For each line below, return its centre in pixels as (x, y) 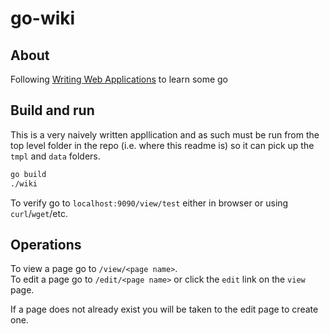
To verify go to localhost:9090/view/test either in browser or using (149, 203)
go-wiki (43, 18)
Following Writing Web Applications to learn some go (119, 79)
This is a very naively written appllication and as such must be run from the (165, 134)
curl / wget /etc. (39, 213)
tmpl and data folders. (55, 156)
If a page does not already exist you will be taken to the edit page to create (164, 309)
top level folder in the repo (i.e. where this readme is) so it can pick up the (162, 145)
